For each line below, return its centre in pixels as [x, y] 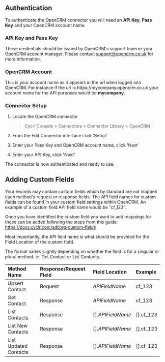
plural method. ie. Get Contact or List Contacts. [53, 256]
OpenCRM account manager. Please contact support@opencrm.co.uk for [79, 54]
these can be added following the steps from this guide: [62, 222]
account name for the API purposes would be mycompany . [65, 93]
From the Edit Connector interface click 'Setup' [60, 135]
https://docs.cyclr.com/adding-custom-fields [51, 227]
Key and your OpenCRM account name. [45, 25]
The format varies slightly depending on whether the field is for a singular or [82, 251]
